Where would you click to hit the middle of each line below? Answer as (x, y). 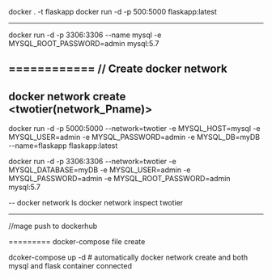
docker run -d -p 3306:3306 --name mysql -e (85, 35)
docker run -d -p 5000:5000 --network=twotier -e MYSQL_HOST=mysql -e (134, 129)
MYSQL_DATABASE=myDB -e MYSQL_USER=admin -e (100, 170)
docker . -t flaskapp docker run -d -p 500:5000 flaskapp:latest (113, 12)
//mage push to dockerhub (53, 226)
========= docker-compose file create (77, 242)
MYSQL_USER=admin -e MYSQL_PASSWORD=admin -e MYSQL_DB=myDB (134, 137)
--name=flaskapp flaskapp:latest (63, 146)
